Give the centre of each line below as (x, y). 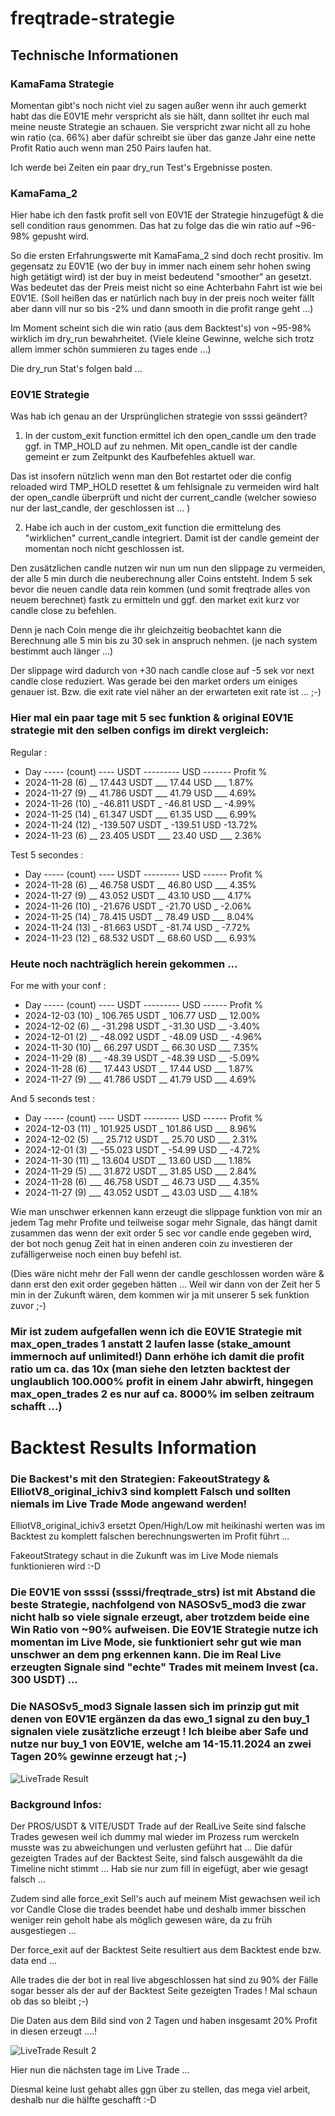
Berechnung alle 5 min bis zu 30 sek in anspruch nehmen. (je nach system (164, 641)
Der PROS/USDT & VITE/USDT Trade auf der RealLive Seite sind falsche (158, 1826)
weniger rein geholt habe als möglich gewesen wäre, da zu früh (141, 1919)
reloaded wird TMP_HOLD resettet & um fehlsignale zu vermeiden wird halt (165, 487)
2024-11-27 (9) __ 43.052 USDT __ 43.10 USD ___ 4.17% (138, 895)
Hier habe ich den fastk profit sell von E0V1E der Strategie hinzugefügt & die (167, 215)
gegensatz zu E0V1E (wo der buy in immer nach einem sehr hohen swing (161, 266)
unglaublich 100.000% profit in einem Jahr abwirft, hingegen (162, 1381)
